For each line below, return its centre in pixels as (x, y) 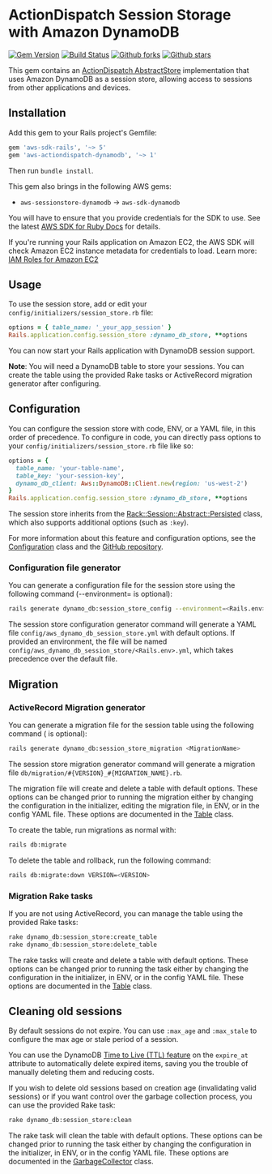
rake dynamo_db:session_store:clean (70, 1120)
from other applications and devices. (70, 88)
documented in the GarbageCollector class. (81, 1162)
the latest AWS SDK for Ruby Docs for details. (85, 226)
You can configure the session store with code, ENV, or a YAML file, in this (132, 428)
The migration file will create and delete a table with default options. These (133, 788)
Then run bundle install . (51, 170)
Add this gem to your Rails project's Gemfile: (83, 132)
